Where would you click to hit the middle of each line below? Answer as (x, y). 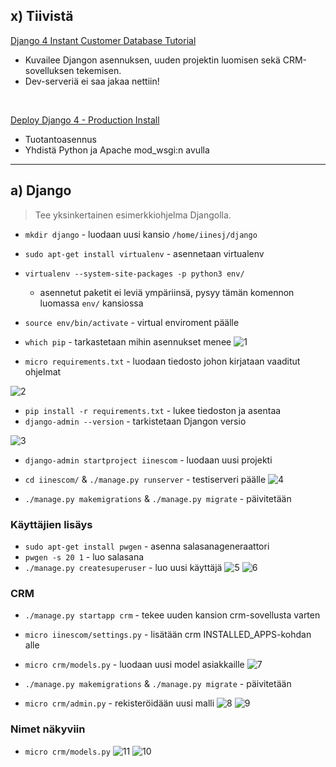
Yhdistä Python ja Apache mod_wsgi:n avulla (117, 150)
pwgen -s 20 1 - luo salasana (84, 556)
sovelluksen (49, 70)
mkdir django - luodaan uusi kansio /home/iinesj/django (141, 234)
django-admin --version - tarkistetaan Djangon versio (135, 421)
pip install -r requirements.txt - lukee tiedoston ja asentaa (153, 410)
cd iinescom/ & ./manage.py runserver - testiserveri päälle (145, 479)
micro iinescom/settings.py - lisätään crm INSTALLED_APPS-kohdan (168, 635)
